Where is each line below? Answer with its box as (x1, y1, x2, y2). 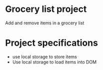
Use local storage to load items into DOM (12, 59, 97, 65)
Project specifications (5, 37, 98, 49)
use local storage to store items (12, 54, 77, 60)
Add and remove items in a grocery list (5, 20, 85, 26)
